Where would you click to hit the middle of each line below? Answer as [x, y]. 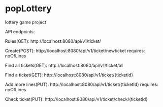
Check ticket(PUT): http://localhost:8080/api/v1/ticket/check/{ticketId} [77, 99]
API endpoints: [20, 31]
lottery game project [26, 22]
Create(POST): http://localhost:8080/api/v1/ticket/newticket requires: [75, 51]
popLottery [28, 9]
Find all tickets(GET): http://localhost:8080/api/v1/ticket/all [64, 65]
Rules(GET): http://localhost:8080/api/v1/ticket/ [53, 41]
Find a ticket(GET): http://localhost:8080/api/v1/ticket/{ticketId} [69, 75]
